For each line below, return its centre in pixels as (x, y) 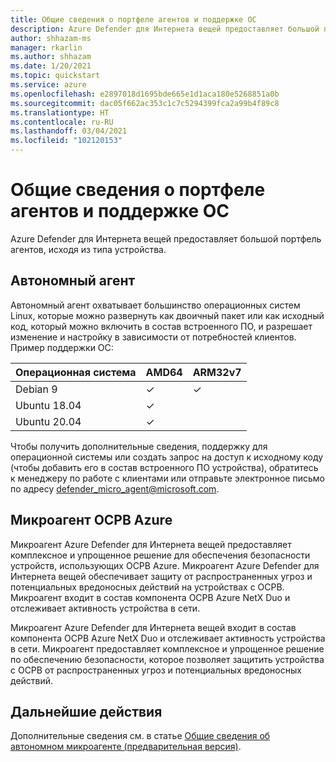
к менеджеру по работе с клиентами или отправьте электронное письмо (167, 478)
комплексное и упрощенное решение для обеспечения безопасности (160, 555)
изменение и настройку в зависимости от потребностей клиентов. (153, 337)
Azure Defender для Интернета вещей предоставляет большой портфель (166, 238)
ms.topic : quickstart (55, 76)
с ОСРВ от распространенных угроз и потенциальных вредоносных (156, 670)
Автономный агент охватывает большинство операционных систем (155, 305)
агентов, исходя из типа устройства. (88, 249)
